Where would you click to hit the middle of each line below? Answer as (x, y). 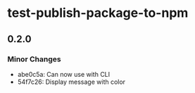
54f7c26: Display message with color (71, 82)
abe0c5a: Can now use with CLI (64, 74)
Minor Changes (34, 59)
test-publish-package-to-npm (98, 13)
